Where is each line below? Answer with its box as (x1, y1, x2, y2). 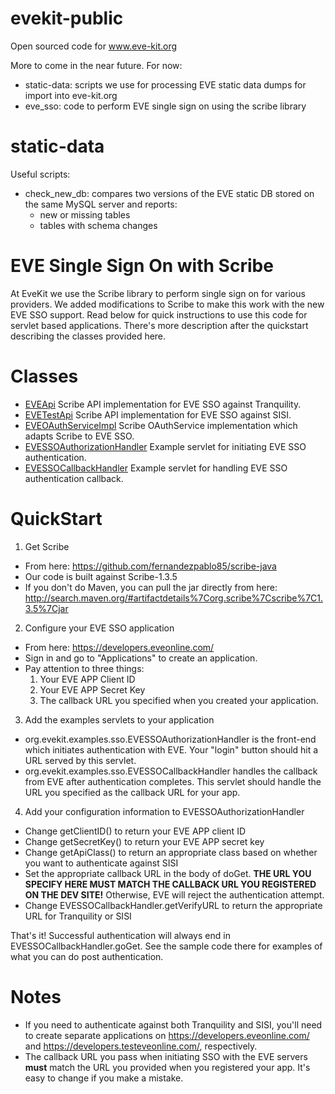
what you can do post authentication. (10, 950, 164, 962)
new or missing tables (39, 208, 131, 221)
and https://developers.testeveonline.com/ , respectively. (24, 1040, 258, 1052)
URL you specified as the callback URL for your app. (24, 786, 241, 798)
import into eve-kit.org (24, 89, 118, 101)
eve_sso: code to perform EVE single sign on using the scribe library (24, 100, 307, 112)
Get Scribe (24, 540, 70, 552)
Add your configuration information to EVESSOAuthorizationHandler (24, 805, 305, 817)
